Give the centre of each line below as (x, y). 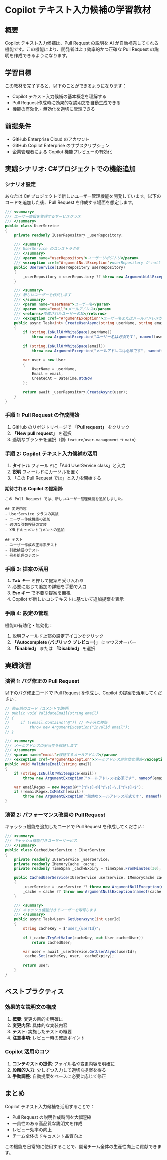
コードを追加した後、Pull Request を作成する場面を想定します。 (71, 202)
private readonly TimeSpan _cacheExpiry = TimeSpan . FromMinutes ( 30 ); (88, 869)
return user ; (37, 965)
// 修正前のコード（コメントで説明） (38, 709)
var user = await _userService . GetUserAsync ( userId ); (80, 951)
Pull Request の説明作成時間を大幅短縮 (52, 1117)
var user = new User (44, 360)
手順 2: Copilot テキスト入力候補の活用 (51, 454)
